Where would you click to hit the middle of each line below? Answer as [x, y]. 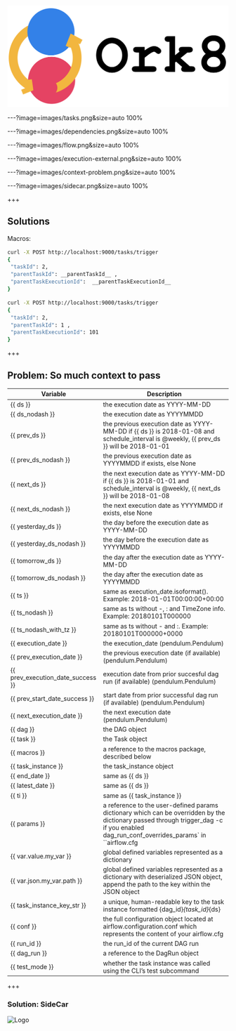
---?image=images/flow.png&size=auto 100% [73, 145]
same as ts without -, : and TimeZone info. [164, 609]
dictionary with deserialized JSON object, [163, 877]
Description [164, 394]
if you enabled [124, 827]
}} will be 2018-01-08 [136, 495]
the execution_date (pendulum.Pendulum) [163, 643]
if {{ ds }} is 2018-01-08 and [172, 431]
